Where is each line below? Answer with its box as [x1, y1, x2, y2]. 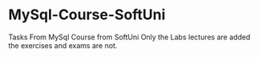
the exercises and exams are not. [8, 40, 118, 50]
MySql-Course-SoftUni [8, 6, 166, 24]
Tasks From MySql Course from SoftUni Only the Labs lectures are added [8, 32, 251, 42]
